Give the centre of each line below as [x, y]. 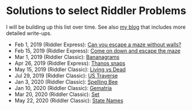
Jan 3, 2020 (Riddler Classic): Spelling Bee [66, 82]
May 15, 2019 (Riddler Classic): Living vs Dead [70, 69]
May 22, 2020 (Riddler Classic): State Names [69, 100]
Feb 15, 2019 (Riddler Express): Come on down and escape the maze [97, 50]
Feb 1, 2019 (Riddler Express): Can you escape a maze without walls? [98, 44]
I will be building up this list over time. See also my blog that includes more [96, 27]
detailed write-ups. [29, 33]
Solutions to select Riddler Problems [96, 11]
